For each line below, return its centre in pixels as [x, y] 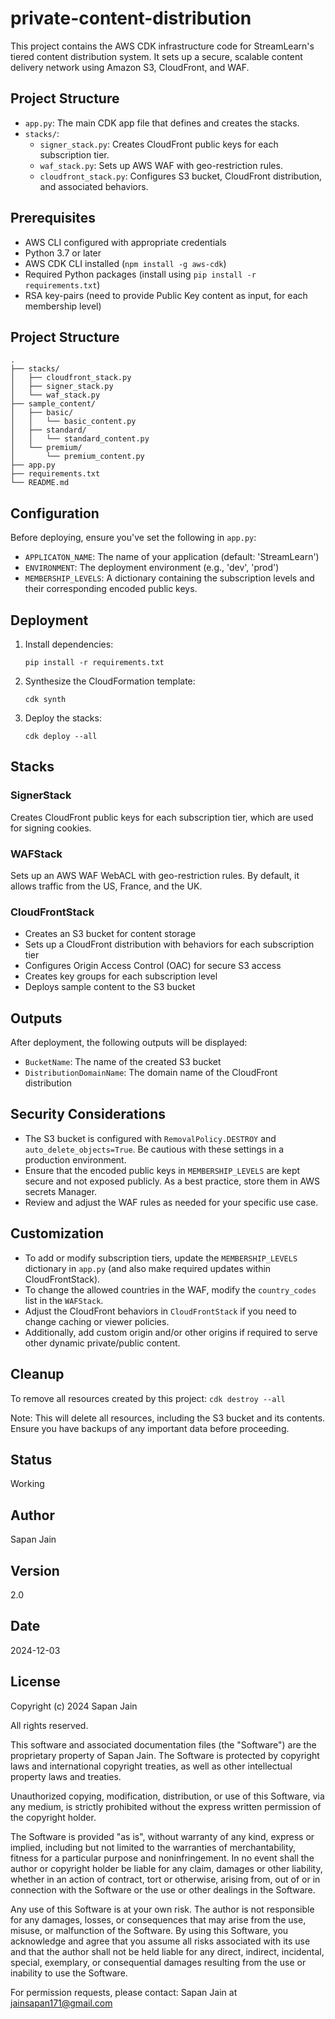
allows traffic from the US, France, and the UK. [106, 886]
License [35, 1682]
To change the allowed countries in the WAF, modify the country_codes [170, 1289]
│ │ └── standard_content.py [80, 439]
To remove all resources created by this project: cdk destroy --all [148, 1398]
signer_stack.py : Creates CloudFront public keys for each [159, 144]
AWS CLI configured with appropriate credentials [125, 242]
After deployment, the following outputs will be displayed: [129, 1043]
